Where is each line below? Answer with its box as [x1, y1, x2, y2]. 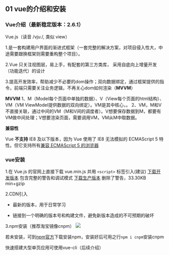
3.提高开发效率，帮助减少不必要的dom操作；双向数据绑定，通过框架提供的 [5, 78, 160, 84]
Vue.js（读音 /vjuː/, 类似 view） [5, 33, 70, 39]
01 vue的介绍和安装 [5, 5, 67, 14]
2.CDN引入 [5, 191, 28, 197]
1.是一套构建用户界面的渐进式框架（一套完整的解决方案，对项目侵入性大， [5, 44, 159, 50]
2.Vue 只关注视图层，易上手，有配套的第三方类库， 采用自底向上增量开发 [5, 61, 157, 67]
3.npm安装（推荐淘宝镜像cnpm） [5, 223, 75, 229]
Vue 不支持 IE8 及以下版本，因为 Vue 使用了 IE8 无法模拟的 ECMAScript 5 [5, 136, 158, 142]
